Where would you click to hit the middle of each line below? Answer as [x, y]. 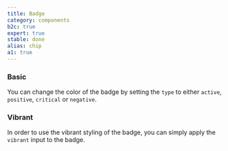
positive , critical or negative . [52, 100]
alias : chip [24, 46]
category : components [39, 20]
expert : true [26, 33]
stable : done [26, 40]
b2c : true [22, 26]
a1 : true [20, 53]
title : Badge [26, 14]
